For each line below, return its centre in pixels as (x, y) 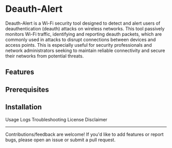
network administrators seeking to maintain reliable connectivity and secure (85, 50)
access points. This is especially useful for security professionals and (79, 45)
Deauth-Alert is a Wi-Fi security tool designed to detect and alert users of (83, 23)
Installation (24, 107)
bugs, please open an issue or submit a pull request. (60, 140)
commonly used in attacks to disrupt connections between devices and (81, 40)
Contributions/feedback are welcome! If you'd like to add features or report (84, 134)
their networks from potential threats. (45, 56)
